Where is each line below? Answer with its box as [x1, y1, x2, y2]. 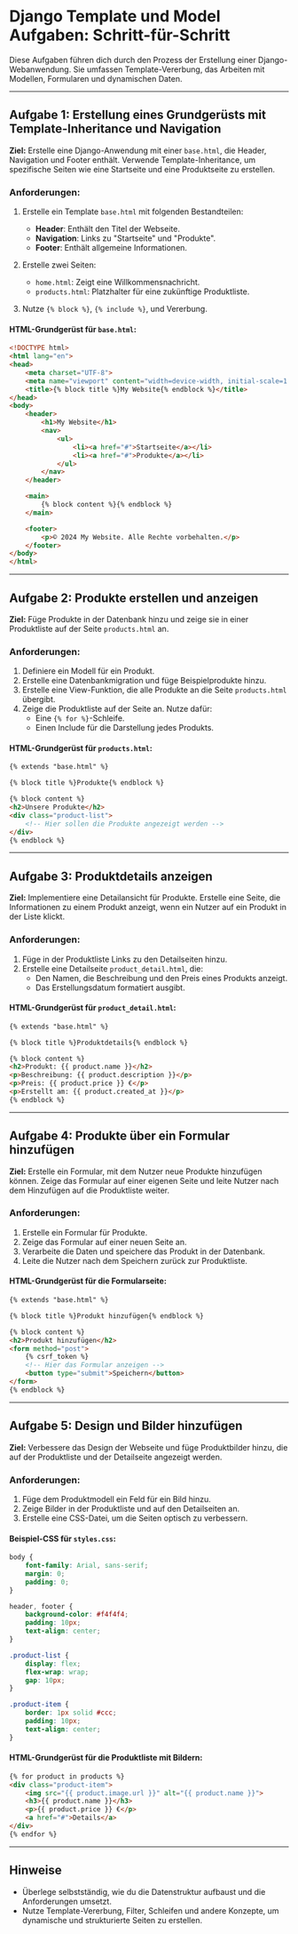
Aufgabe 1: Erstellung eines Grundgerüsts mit [9, 108, 266, 123]
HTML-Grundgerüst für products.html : [9, 742, 153, 753]
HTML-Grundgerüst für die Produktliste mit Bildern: [9, 1753, 203, 1763]
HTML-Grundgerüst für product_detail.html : [9, 1003, 176, 1013]
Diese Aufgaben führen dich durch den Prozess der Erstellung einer [9, 54, 256, 65]
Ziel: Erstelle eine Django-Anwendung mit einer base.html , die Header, [9, 145, 267, 156]
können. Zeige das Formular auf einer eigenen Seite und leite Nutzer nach [9, 1175, 279, 1186]
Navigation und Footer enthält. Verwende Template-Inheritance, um [9, 154, 255, 165]
